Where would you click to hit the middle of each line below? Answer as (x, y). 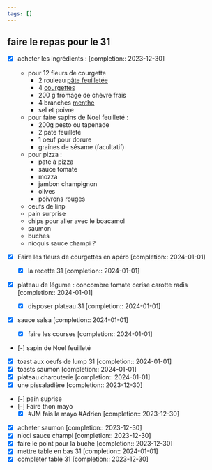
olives (47, 191)
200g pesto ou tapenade (74, 124)
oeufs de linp (46, 206)
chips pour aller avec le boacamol (76, 221)
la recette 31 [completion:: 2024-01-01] (84, 271)
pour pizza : (45, 154)
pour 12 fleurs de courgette (67, 73)
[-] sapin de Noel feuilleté (54, 348)
